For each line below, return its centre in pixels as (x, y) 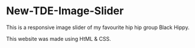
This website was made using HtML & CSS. (58, 39)
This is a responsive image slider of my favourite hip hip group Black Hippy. (98, 27)
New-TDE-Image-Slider (65, 11)
